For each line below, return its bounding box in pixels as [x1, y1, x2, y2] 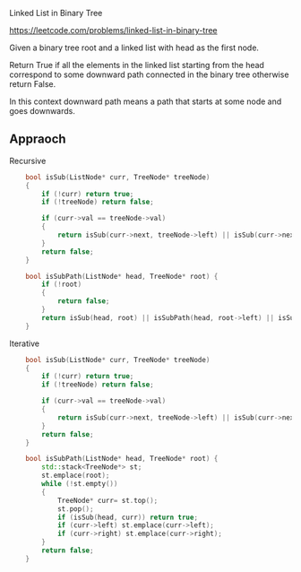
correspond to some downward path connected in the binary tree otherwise [9, 69, 289, 80]
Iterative [9, 338, 40, 349]
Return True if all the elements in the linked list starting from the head [9, 60, 264, 70]
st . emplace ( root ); [41, 471, 110, 481]
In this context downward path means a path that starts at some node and [9, 96, 282, 107]
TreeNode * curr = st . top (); [56, 496, 159, 505]
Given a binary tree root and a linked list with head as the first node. [9, 42, 260, 53]
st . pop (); [56, 504, 94, 514]
